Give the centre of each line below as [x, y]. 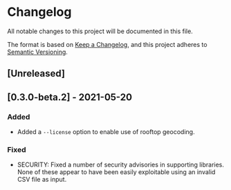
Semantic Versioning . [37, 52]
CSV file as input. [42, 180]
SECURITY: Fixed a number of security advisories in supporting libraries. [121, 165]
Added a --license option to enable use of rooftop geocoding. [106, 132]
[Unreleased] [36, 74]
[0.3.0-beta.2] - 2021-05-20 [70, 97]
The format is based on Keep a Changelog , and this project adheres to [107, 44]
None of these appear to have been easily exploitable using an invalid [116, 172]
